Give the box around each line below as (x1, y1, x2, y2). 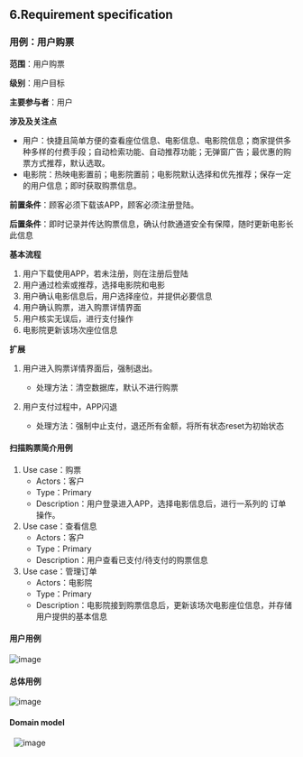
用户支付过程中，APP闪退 (22, 401, 118, 411)
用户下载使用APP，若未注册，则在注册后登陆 (22, 268, 189, 279)
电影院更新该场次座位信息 (22, 324, 118, 335)
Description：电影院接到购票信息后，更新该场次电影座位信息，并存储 (35, 599, 293, 610)
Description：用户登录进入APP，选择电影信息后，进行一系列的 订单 (35, 498, 287, 509)
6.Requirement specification (9, 7, 173, 23)
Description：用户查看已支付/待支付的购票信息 (35, 554, 209, 565)
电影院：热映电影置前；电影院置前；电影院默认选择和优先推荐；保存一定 (22, 169, 291, 180)
